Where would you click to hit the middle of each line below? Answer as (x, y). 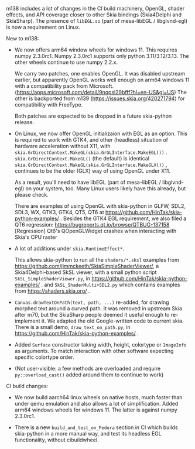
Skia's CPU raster (36, 237)
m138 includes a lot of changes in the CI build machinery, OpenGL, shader (95, 8)
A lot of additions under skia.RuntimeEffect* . (69, 249)
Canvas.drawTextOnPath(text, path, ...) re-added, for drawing (92, 302)
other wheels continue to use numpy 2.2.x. (66, 62)
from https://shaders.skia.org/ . (52, 291)
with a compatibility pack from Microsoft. (64, 86)
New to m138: (23, 38)
